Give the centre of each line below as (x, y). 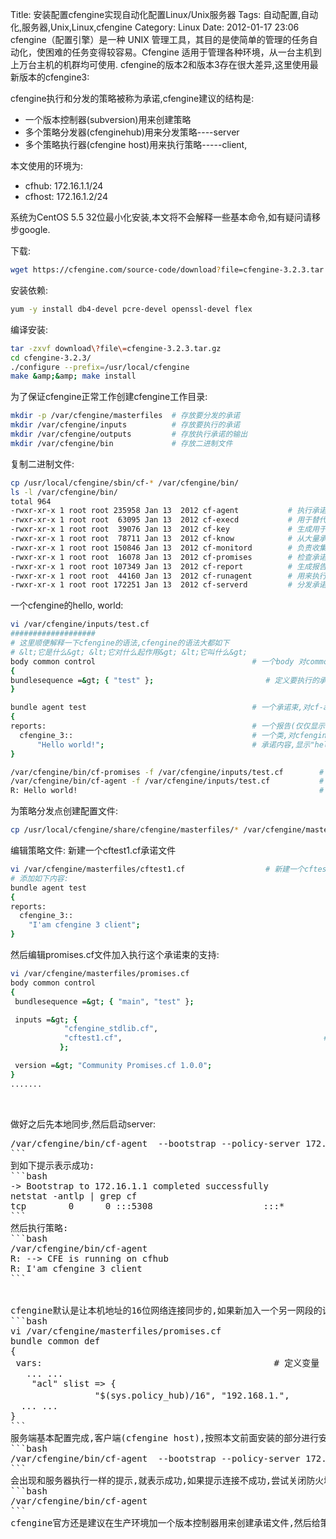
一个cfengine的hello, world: (67, 605)
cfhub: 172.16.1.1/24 (64, 186)
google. (34, 229)
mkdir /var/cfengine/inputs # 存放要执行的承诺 (125, 425)
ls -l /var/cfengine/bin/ (64, 492)
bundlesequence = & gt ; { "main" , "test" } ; (104, 1001)
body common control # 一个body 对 (158, 661)
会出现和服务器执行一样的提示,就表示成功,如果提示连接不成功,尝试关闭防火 (167, 1480)
